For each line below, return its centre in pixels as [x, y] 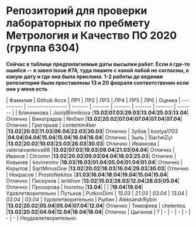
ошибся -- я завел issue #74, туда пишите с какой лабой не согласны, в [97, 70]
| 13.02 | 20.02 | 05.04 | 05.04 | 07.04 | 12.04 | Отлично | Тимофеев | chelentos [96, 205]
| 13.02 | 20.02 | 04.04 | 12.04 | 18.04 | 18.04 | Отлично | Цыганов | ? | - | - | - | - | [98, 212]
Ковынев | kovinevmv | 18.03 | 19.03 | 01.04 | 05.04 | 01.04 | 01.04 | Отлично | [94, 162]
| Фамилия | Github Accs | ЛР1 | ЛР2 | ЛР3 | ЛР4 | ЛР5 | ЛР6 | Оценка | [93, 100]
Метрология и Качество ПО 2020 [92, 36]
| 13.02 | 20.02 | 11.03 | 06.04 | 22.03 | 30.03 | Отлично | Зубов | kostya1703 [92, 131]
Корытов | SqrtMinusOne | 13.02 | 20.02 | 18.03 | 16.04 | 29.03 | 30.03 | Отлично [97, 168]
